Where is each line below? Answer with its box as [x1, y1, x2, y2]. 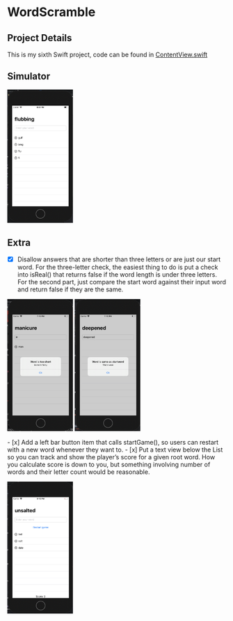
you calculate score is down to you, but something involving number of [7, 461, 211, 469]
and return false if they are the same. [17, 285, 124, 293]
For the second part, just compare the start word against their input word [17, 278, 227, 286]
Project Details [7, 32, 72, 44]
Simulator [7, 70, 51, 82]
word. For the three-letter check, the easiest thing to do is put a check [17, 263, 218, 272]
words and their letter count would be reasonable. [7, 468, 150, 476]
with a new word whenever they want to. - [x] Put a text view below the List [7, 445, 223, 454]
